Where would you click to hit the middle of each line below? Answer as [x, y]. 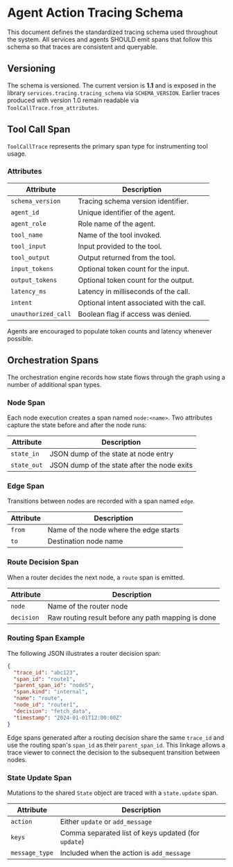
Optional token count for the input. [133, 269]
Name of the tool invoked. [120, 235]
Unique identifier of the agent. [127, 212]
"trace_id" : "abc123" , [46, 672]
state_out [27, 465]
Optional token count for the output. [136, 280]
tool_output [31, 257]
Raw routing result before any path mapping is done [132, 618]
